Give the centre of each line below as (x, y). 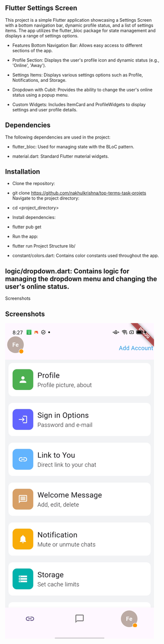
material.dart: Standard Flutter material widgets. (60, 156)
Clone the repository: (34, 183)
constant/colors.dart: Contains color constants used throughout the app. (85, 255)
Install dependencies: (34, 217)
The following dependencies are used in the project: (58, 137)
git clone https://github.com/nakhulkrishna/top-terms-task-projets (79, 193)
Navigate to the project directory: (46, 198)
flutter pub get (27, 227)
